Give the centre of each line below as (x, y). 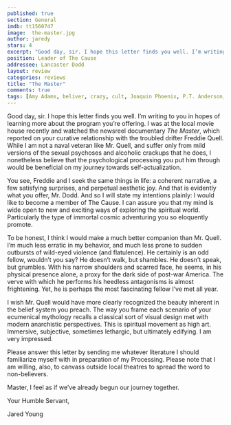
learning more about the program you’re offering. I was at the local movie (111, 123)
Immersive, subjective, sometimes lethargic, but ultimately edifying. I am (109, 331)
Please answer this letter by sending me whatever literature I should (103, 352)
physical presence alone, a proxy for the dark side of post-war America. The (115, 274)
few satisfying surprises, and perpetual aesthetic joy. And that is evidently (112, 188)
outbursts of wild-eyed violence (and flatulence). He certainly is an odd (108, 252)
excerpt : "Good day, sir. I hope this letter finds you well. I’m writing (117, 52)
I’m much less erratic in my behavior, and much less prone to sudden (105, 245)
